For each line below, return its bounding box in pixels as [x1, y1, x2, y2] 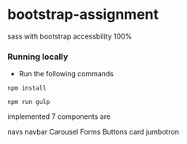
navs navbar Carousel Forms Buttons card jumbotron [7, 127, 179, 137]
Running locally [7, 51, 69, 62]
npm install [7, 84, 47, 92]
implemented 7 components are [7, 112, 111, 121]
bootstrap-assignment [7, 6, 159, 24]
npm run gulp [7, 98, 50, 106]
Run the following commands [18, 69, 114, 79]
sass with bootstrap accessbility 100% [7, 31, 133, 41]
